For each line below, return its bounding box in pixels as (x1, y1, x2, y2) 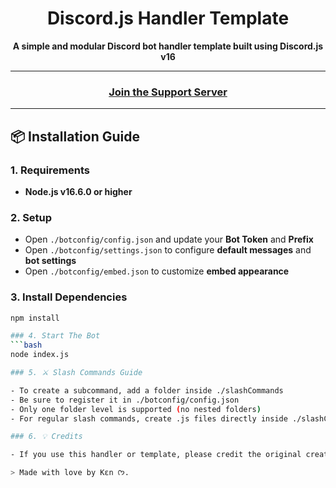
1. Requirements (10, 163, 91, 177)
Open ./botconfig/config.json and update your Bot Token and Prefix (24, 233, 314, 246)
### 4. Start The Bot (10, 331, 101, 341)
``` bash (10, 340, 43, 351)
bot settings (24, 255, 77, 267)
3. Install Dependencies (10, 290, 128, 304)
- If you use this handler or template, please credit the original (10, 450, 302, 460)
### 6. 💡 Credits (10, 432, 83, 442)
